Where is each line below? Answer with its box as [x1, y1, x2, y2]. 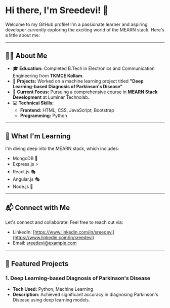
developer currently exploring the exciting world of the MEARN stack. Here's [5, 26, 165, 32]
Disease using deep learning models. [12, 297, 90, 303]
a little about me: [5, 32, 40, 38]
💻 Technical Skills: [12, 100, 54, 106]
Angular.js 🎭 [12, 176, 40, 182]
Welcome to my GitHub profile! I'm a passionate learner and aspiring [5, 21, 148, 27]
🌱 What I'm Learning [5, 132, 71, 141]
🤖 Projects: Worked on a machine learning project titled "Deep [12, 78, 144, 84]
